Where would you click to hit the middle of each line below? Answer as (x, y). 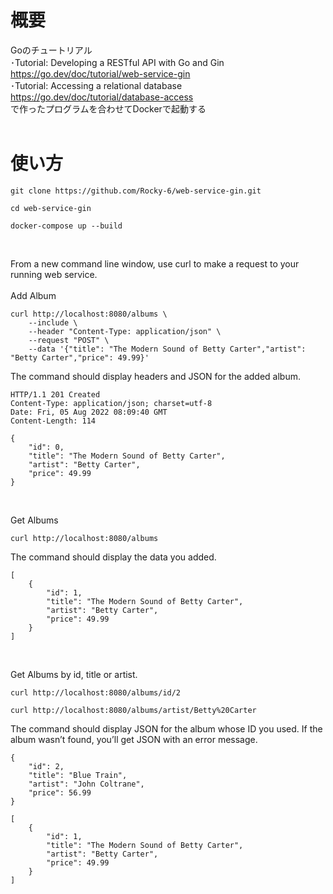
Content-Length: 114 (53, 421)
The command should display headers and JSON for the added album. (155, 376)
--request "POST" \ (69, 340)
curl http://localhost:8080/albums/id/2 (96, 692)
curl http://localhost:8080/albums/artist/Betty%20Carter (133, 710)
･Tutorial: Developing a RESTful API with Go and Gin (117, 62)
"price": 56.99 (60, 792)
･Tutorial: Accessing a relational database (96, 85)
